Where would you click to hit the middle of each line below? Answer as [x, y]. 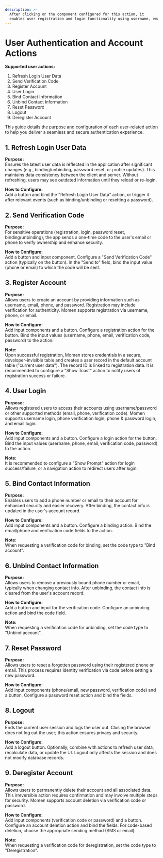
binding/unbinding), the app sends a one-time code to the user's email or [78, 237]
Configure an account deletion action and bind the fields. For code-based [79, 825]
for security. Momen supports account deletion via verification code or [76, 800]
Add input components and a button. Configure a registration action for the [80, 330]
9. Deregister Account [39, 773]
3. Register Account [36, 283]
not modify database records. [35, 758]
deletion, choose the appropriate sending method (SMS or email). [70, 830]
